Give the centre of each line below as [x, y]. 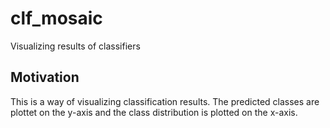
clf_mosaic [56, 18]
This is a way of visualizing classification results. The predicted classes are [165, 101]
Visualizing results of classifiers [75, 46]
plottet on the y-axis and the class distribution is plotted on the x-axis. [154, 112]
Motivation [45, 77]
